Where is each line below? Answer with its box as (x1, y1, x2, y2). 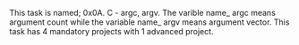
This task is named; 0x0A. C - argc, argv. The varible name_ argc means (9, 8, 276, 18)
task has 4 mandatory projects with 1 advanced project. (9, 26, 214, 36)
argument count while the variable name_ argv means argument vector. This (9, 17, 290, 27)
